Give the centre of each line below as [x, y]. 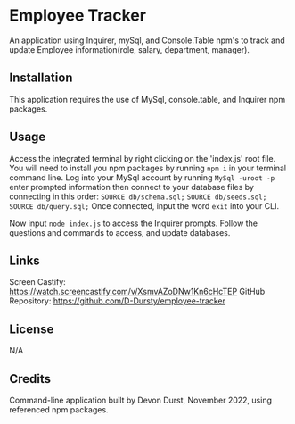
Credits [30, 379]
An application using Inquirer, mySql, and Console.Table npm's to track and [147, 40]
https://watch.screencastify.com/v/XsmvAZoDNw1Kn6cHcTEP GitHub [137, 292]
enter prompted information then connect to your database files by [131, 187]
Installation [41, 78]
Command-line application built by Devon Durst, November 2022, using [141, 400]
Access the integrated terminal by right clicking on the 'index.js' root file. [143, 158]
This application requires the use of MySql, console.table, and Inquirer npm [147, 99]
